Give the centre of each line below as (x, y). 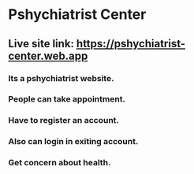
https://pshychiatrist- (131, 44)
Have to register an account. (64, 120)
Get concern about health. (60, 163)
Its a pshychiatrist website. (61, 78)
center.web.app (48, 56)
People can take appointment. (67, 99)
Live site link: (41, 44)
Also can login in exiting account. (73, 142)
